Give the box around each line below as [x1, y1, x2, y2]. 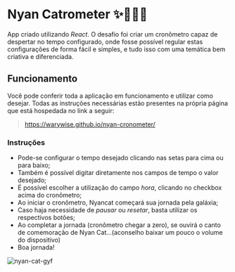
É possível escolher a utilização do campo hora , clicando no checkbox [17, 183, 222, 192]
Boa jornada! [17, 243, 55, 252]
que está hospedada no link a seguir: [7, 106, 115, 115]
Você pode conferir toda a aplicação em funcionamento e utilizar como [7, 91, 213, 100]
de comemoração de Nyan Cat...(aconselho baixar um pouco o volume [17, 228, 223, 237]
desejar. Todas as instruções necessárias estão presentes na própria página [7, 98, 229, 108]
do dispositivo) [17, 235, 61, 245]
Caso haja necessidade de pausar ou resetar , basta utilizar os [17, 206, 198, 214]
